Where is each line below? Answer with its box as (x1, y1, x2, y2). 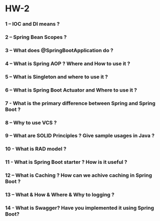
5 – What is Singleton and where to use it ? (5, 73, 108, 80)
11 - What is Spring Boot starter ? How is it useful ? (5, 158, 128, 165)
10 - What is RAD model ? (5, 146, 66, 153)
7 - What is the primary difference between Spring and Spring (5, 99, 156, 106)
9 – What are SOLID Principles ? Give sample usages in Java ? (5, 132, 155, 139)
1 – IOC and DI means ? (5, 21, 60, 28)
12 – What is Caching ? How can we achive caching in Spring (5, 172, 153, 179)
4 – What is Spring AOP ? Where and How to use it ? (5, 60, 130, 67)
